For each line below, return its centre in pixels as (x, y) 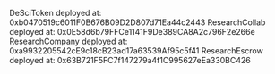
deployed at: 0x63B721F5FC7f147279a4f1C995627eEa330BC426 (130, 60)
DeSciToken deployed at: (56, 13)
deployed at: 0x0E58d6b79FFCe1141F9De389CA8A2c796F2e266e (132, 32)
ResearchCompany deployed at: (69, 41)
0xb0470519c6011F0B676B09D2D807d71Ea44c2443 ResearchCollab (137, 22)
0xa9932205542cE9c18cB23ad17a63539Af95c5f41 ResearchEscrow (137, 51)
